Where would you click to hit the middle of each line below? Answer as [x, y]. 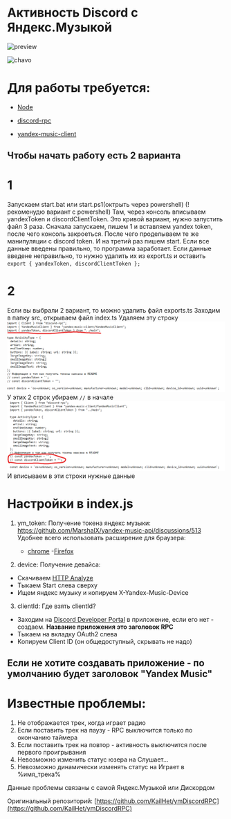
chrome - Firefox [50, 551]
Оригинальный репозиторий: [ [52, 801]
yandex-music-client [47, 134]
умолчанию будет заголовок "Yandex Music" [110, 674]
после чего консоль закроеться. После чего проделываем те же [103, 234]
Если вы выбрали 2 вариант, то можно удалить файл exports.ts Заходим [114, 311]
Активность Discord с [73, 13]
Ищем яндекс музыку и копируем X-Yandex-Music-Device [103, 592]
